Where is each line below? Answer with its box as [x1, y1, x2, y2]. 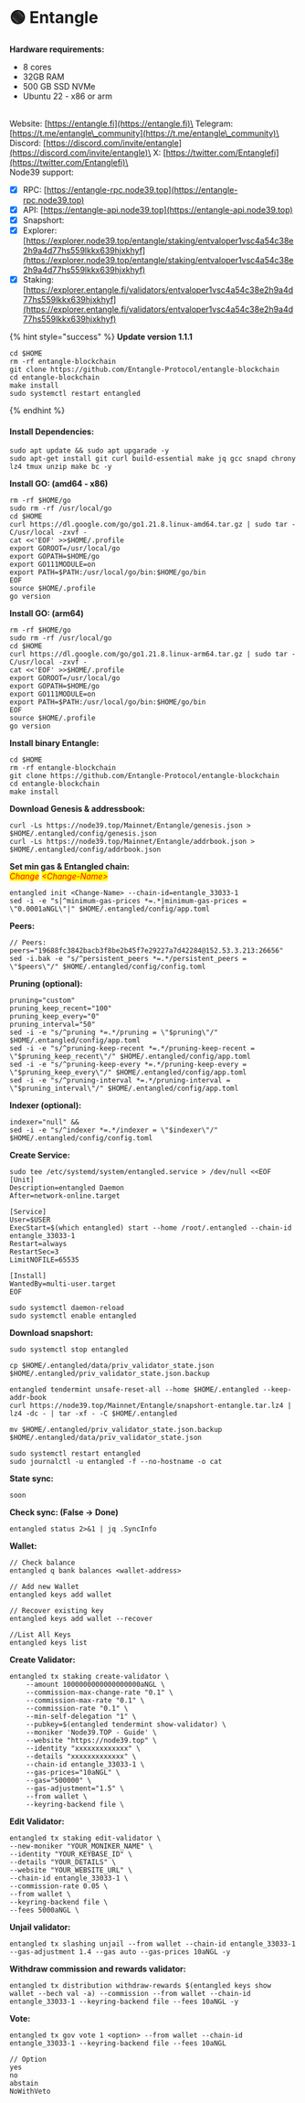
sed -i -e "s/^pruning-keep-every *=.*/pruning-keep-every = [9, 1060, 247, 1070]
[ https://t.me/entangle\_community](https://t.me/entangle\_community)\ [9, 127, 279, 138]
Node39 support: [9, 166, 75, 177]
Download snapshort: [9, 1328, 94, 1339]
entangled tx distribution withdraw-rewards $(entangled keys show [9, 1981, 272, 1991]
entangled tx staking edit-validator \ [9, 1834, 162, 1843]
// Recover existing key [9, 1607, 104, 1616]
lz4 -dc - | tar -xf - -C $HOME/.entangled [9, 1409, 178, 1418]
